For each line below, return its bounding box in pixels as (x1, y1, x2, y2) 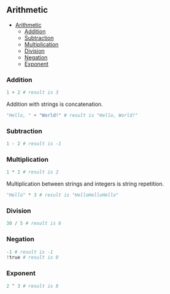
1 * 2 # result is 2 (6, 169, 59, 175)
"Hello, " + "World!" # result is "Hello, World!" (6, 112, 138, 118)
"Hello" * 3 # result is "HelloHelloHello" (6, 192, 119, 198)
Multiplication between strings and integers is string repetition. (6, 180, 164, 187)
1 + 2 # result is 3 (6, 89, 59, 96)
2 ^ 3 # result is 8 (6, 283, 59, 289)
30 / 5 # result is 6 (6, 221, 62, 227)
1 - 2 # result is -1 (6, 141, 62, 147)
